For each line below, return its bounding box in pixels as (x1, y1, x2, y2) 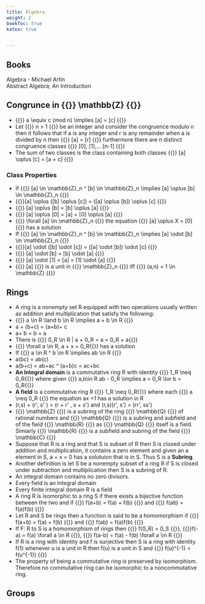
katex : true (6, 26, 37, 32)
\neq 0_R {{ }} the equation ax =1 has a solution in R (15, 394, 144, 402)
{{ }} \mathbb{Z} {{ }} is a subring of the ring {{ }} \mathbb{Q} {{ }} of (15, 407, 184, 415)
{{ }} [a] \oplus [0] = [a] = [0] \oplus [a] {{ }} (15, 211, 123, 218)
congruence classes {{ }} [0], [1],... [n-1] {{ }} (15, 142, 125, 150)
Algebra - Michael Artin (6, 76, 65, 83)
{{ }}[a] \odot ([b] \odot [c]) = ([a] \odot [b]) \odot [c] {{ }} (15, 243, 157, 251)
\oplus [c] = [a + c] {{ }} (15, 155, 73, 162)
